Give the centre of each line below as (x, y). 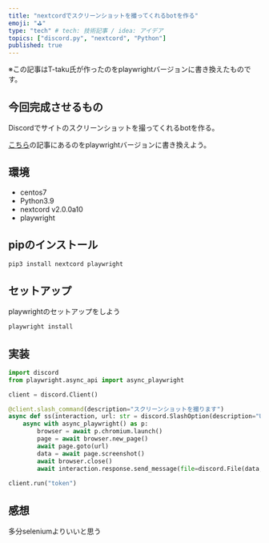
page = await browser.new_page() (93, 439)
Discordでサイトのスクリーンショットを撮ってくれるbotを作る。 (114, 127)
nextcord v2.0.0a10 (52, 209)
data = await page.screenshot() (91, 453)
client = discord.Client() (53, 394)
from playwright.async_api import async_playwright (96, 380)
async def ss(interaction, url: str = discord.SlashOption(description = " (134, 416)
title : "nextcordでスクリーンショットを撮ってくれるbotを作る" (103, 16)
